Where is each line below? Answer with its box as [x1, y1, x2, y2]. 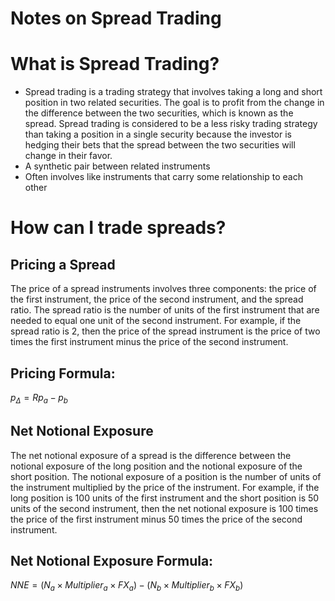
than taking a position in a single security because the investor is [24, 128, 292, 141]
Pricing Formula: [10, 365, 116, 382]
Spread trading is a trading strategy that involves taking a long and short [24, 86, 323, 98]
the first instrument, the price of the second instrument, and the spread [10, 293, 304, 306]
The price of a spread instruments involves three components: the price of [10, 283, 317, 295]
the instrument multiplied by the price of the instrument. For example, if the [10, 481, 320, 493]
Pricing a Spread [10, 256, 116, 273]
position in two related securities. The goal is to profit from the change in [24, 97, 325, 109]
